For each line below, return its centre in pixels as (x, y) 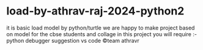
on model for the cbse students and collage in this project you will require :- (102, 34)
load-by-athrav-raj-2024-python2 (95, 11)
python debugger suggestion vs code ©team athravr (73, 40)
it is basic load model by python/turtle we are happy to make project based (101, 28)
